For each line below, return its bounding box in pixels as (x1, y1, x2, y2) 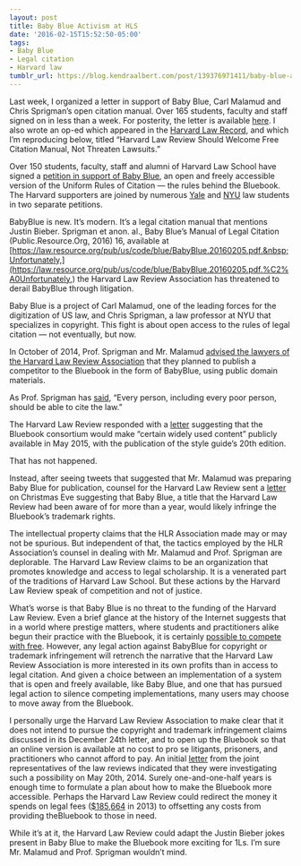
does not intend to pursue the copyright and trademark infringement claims (9, 725, 288, 735)
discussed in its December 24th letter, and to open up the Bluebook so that (9, 733, 287, 744)
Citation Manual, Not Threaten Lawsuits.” (9, 143, 161, 154)
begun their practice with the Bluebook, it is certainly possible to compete (9, 630, 282, 641)
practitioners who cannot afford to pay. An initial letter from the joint (9, 753, 260, 764)
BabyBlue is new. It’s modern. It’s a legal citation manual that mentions (9, 216, 268, 227)
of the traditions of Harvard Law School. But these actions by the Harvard (9, 575, 280, 587)
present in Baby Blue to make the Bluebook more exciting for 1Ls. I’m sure (9, 836, 280, 847)
